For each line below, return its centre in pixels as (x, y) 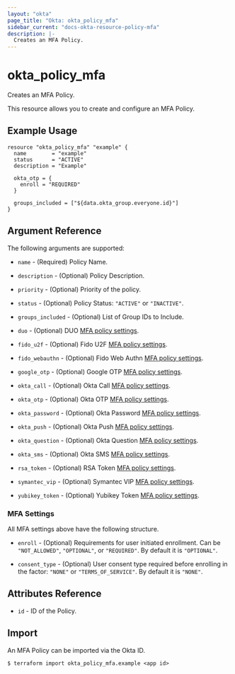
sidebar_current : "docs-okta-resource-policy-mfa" (84, 27)
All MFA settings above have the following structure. (83, 529)
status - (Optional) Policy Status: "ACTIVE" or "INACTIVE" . (101, 303)
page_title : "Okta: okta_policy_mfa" (63, 21)
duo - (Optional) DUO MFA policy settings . (78, 330)
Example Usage (42, 131)
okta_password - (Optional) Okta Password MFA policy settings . (109, 412)
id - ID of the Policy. (47, 611)
